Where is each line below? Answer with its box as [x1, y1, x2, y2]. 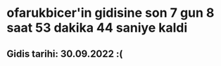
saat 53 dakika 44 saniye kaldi [6, 20, 188, 36]
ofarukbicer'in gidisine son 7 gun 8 [6, 5, 215, 21]
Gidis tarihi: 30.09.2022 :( [6, 48, 123, 60]
